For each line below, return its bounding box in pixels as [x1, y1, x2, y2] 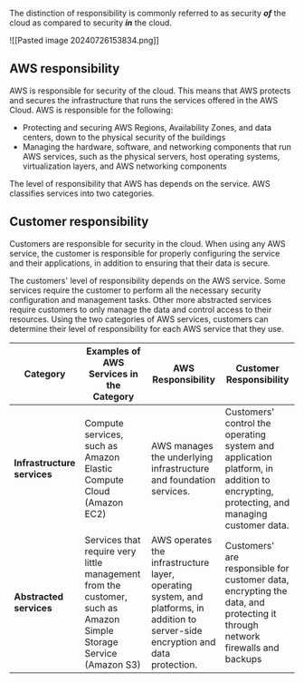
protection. [150, 658, 197, 670]
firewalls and [224, 641, 280, 654]
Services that [84, 533, 141, 546]
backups [224, 652, 262, 665]
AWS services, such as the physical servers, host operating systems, [22, 151, 280, 161]
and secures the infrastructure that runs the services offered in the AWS [9, 94, 279, 105]
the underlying [150, 451, 214, 463]
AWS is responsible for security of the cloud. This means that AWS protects [9, 85, 291, 96]
